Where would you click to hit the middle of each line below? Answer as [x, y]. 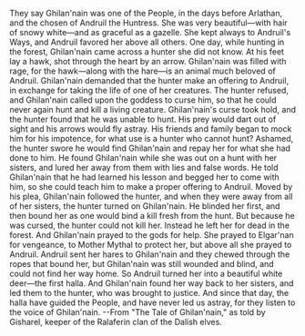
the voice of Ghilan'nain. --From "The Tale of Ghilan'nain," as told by [137, 312]
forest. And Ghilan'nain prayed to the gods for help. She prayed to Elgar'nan [152, 235]
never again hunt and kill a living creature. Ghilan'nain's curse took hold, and [153, 109]
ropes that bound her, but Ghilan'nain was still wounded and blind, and [142, 264]
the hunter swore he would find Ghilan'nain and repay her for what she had [150, 148]
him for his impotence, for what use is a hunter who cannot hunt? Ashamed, [152, 138]
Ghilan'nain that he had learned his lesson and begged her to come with [144, 177]
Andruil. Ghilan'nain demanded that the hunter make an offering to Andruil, [149, 80]
